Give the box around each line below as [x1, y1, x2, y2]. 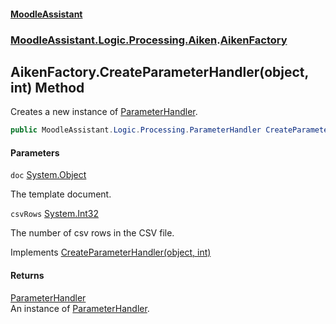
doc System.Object [10, 169, 87, 181]
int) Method [10, 79, 85, 96]
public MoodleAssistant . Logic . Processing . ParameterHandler [10, 125, 262, 135]
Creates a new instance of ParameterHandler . [10, 106, 198, 118]
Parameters [10, 146, 60, 159]
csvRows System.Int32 [10, 208, 100, 220]
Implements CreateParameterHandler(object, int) [10, 246, 212, 259]
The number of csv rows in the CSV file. [10, 227, 175, 239]
